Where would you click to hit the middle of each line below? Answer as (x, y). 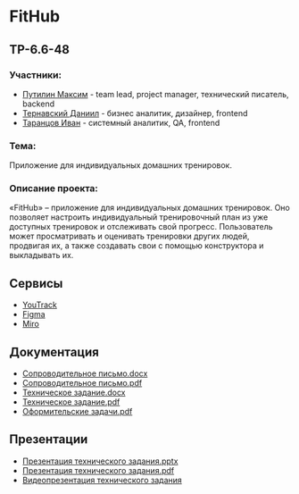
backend (38, 104)
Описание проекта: (54, 188)
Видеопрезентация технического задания (102, 480)
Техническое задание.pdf (71, 402)
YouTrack (40, 305)
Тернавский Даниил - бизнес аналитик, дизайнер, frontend (135, 113)
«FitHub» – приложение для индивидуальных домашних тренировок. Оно (149, 208)
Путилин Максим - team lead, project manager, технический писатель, (155, 94)
